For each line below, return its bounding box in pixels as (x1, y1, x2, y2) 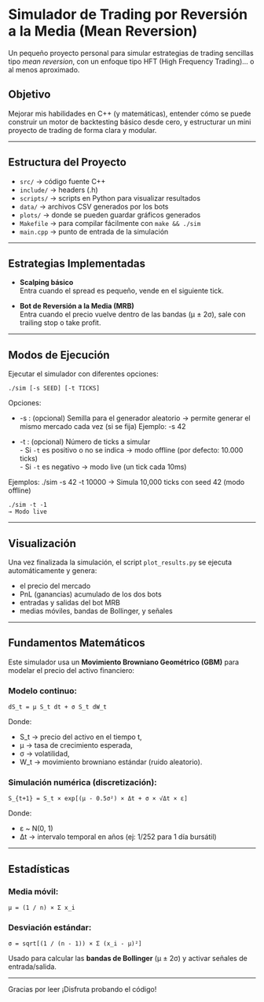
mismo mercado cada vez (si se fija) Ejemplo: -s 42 (19, 422, 186, 431)
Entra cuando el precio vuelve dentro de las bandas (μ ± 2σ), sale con (19, 309, 246, 320)
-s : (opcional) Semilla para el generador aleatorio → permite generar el (19, 413, 251, 423)
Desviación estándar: (8, 923, 92, 934)
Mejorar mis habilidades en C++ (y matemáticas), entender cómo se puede (8, 109, 251, 118)
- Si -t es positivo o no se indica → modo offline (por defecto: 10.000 (19, 446, 244, 455)
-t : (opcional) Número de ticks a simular (19, 437, 151, 446)
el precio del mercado (19, 581, 91, 590)
